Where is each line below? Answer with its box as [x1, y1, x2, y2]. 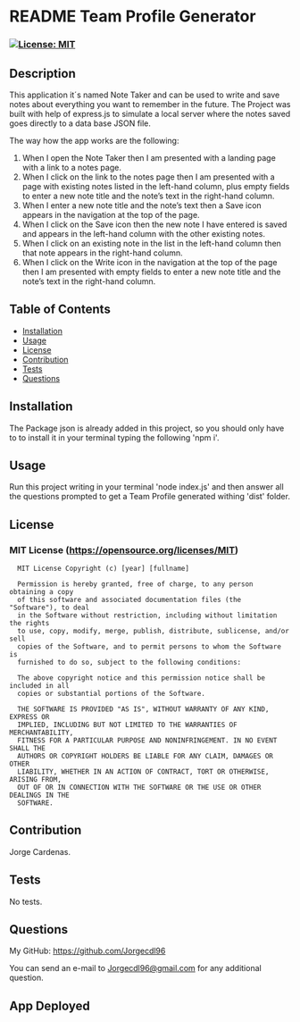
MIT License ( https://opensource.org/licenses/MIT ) [9, 543, 239, 556]
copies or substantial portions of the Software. [17, 690, 205, 699]
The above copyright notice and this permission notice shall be [17, 674, 266, 683]
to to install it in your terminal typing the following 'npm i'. [9, 431, 220, 443]
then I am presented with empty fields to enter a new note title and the [21, 266, 281, 277]
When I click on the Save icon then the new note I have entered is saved [21, 219, 287, 230]
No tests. [9, 896, 43, 907]
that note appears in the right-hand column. [21, 247, 183, 258]
